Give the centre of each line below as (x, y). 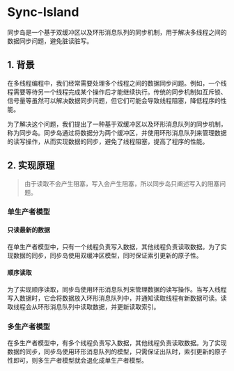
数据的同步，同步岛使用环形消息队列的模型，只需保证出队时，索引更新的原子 (117, 352)
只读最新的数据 (29, 230)
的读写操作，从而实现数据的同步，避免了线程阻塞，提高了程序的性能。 (108, 141)
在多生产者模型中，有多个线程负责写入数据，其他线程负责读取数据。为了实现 (117, 343)
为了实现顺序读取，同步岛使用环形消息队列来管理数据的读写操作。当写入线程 (117, 289)
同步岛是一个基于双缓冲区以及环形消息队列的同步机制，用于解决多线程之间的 (117, 32)
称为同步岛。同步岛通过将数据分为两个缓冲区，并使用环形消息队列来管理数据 (117, 132)
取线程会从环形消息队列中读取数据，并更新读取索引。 (84, 306)
